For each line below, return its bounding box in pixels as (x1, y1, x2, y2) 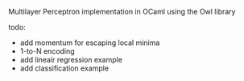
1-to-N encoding (19, 47, 75, 55)
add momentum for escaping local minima (19, 38, 160, 47)
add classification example (19, 63, 110, 73)
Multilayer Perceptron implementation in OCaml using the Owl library (8, 7, 236, 16)
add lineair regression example (19, 55, 123, 64)
